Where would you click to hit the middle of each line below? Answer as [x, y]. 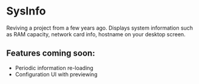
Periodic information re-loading [54, 68]
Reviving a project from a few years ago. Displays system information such [99, 28]
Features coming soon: [51, 53]
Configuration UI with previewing [56, 74]
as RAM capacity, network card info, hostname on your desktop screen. [96, 34]
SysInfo [26, 11]
